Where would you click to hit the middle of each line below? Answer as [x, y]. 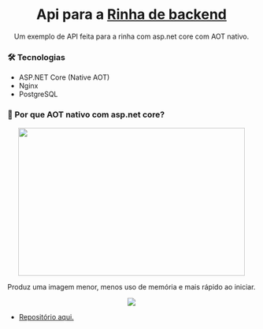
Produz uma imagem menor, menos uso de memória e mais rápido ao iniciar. [131, 286]
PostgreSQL [38, 94]
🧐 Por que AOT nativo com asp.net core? [86, 114]
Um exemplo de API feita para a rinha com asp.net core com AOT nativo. [131, 36]
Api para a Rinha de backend [131, 15]
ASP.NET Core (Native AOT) [64, 77]
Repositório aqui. [46, 316]
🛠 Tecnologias [37, 57]
